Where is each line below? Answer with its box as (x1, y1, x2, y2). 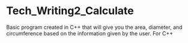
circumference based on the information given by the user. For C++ (6, 29, 173, 37)
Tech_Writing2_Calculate (6, 4, 134, 18)
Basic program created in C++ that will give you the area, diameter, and (6, 24, 183, 31)
